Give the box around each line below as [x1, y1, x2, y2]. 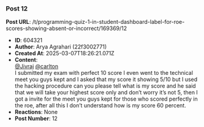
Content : [14, 56, 38, 64]
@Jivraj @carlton [14, 63, 59, 70]
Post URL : [6, 18, 31, 26]
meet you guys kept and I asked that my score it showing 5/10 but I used [14, 75, 198, 83]
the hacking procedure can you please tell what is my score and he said [14, 82, 197, 90]
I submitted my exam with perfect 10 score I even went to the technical [14, 69, 194, 77]
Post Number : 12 [14, 115, 58, 122]
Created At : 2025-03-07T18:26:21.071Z [14, 50, 115, 57]
